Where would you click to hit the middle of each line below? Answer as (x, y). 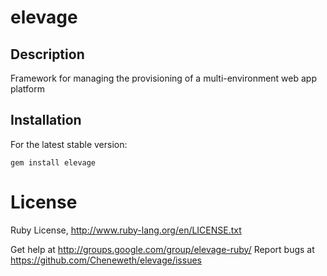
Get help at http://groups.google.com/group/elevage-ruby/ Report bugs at (162, 249)
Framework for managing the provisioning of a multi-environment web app (163, 78)
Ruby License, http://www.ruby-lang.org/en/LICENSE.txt (126, 230)
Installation (46, 120)
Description (47, 54)
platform (27, 89)
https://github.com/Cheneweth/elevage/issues (106, 260)
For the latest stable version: (69, 144)
